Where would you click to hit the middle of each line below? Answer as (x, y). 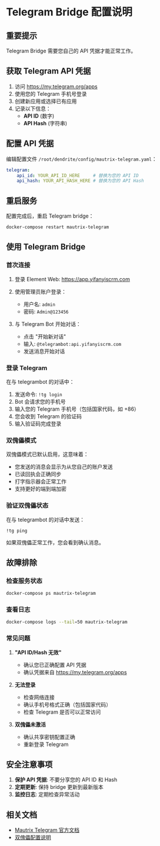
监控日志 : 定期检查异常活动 (47, 794)
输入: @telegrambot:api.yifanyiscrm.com (72, 344)
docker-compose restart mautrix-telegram (58, 227)
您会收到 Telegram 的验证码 (48, 416)
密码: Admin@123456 (46, 311)
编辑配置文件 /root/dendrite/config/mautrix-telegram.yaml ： (81, 159)
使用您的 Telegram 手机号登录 (51, 94)
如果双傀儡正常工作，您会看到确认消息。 (55, 542)
